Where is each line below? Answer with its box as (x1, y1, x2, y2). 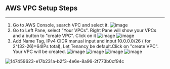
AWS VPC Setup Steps (5, 4, 78, 12)
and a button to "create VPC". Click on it (12, 32, 96, 38)
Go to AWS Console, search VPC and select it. (12, 22, 109, 28)
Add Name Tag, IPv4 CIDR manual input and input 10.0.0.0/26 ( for (12, 37, 151, 44)
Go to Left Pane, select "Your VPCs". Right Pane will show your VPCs (12, 27, 157, 33)
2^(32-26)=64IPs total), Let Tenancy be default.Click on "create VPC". (12, 43, 159, 49)
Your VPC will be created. (12, 48, 66, 54)
